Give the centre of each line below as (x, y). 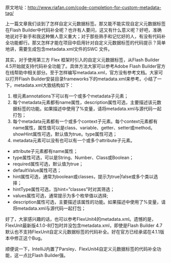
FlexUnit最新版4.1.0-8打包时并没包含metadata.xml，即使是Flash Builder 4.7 (84, 225)
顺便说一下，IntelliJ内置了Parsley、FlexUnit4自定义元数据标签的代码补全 (81, 249)
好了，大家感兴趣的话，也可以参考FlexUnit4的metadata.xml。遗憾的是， (81, 219)
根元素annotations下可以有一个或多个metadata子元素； (70, 96)
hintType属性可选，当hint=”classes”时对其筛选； (64, 189)
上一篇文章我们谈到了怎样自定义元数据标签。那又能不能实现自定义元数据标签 (85, 24)
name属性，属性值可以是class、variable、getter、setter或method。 (84, 128)
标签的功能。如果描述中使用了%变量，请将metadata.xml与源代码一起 (89, 109)
